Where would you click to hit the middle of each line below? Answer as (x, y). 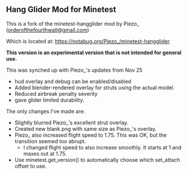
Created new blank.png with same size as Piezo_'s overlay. (85, 128)
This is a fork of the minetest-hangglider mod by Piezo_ (73, 23)
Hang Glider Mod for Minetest (61, 10)
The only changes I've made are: (46, 111)
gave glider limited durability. (49, 100)
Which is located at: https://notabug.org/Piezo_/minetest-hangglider (88, 41)
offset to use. (30, 166)
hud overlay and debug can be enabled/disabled (73, 81)
